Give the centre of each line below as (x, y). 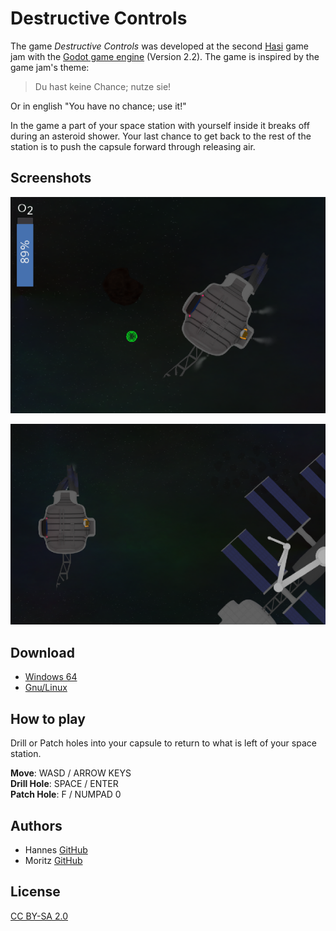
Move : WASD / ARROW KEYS (71, 773)
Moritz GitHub (53, 860)
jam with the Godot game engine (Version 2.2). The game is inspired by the (165, 56)
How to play (48, 718)
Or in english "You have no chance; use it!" (98, 106)
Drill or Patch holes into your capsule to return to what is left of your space (163, 743)
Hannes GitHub (56, 849)
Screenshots (51, 178)
